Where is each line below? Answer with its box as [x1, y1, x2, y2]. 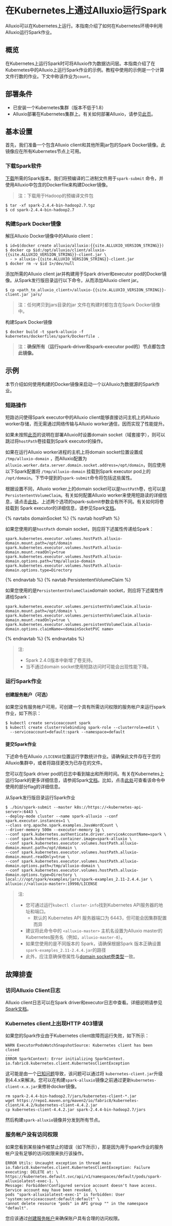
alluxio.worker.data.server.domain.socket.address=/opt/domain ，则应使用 [5, 462, 166, 468]
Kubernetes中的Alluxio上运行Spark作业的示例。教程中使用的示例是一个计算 [5, 66, 164, 73]
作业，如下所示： [5, 710, 42, 716]
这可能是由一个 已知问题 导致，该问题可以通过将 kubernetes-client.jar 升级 [5, 1071, 163, 1077]
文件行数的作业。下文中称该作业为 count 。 [5, 73, 93, 79]
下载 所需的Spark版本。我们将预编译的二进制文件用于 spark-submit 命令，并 [5, 175, 164, 181]
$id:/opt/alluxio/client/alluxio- [32, 248, 107, 253]
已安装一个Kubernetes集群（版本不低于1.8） [12, 104, 106, 111]
